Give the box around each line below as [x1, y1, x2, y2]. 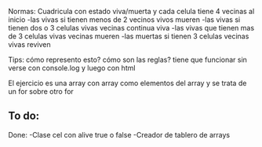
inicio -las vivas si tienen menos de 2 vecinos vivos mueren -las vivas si [8, 15, 241, 24]
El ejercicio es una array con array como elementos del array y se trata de [8, 78, 247, 88]
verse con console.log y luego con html [8, 63, 136, 73]
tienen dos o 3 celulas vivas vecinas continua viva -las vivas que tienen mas [8, 23, 255, 32]
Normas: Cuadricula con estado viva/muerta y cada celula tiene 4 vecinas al [8, 7, 255, 16]
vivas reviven [8, 40, 51, 49]
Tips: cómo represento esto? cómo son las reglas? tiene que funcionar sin [8, 55, 247, 64]
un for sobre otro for [8, 87, 75, 96]
